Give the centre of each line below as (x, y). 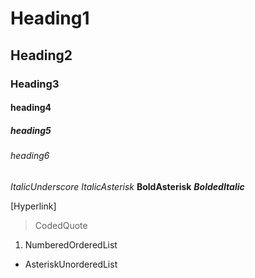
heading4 (31, 108)
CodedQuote (61, 225)
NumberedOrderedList (71, 244)
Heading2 (41, 55)
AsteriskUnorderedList (71, 264)
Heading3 (35, 84)
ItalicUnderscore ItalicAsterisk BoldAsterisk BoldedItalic (127, 186)
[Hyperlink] (33, 206)
